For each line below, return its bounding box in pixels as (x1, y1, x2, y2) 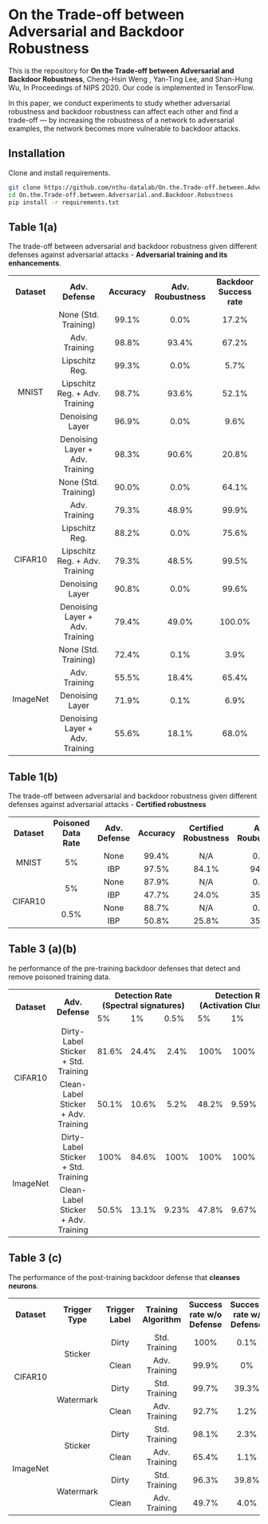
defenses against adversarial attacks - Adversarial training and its (8, 250, 228, 260)
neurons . (8, 1281, 39, 1290)
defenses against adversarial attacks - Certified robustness (8, 800, 207, 809)
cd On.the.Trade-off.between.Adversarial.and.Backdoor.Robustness (8, 191, 234, 199)
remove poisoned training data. (8, 971, 111, 982)
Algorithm (142, 1313, 182, 1325)
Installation (8, 147, 65, 160)
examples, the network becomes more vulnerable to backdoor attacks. (8, 124, 241, 133)
